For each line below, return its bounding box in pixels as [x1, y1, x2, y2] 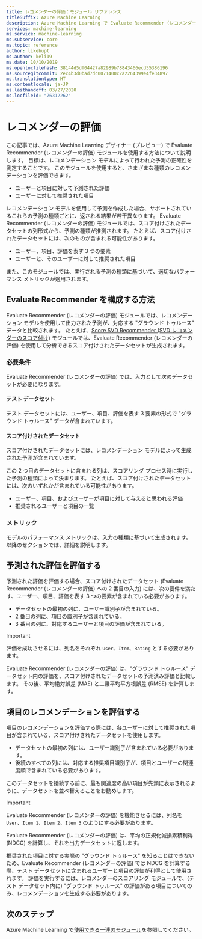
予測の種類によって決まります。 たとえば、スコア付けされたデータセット [11, 474, 191, 482]
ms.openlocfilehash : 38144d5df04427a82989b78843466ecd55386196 [6, 64, 168, 71]
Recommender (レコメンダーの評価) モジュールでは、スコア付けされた [6, 219, 181, 227]
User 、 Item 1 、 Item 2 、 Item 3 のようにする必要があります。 [6, 819, 156, 827]
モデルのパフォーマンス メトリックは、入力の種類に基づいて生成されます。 [6, 533, 191, 541]
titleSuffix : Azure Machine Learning [6, 14, 101, 20]
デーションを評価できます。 [6, 171, 75, 179]
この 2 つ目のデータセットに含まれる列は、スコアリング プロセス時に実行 [6, 467, 188, 474]
